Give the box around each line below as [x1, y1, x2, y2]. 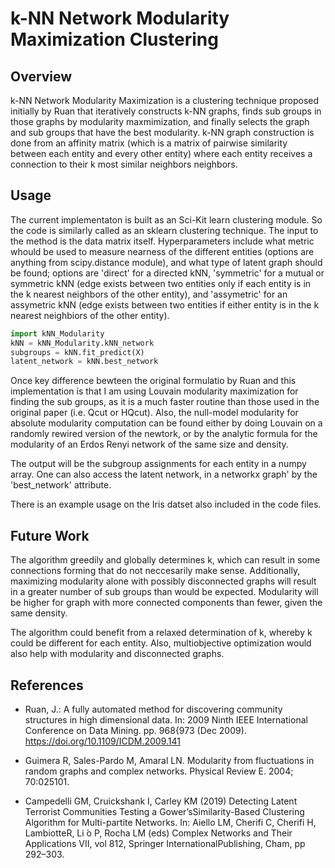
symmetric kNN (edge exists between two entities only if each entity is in [10, 277, 312, 289]
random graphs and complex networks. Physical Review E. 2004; [24, 765, 294, 777]
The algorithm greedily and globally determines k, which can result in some [10, 554, 321, 566]
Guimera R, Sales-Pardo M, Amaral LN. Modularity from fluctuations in [24, 754, 315, 766]
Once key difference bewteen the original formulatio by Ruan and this [10, 375, 297, 387]
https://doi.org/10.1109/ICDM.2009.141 [24, 735, 181, 747]
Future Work [10, 527, 90, 544]
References [10, 677, 84, 694]
